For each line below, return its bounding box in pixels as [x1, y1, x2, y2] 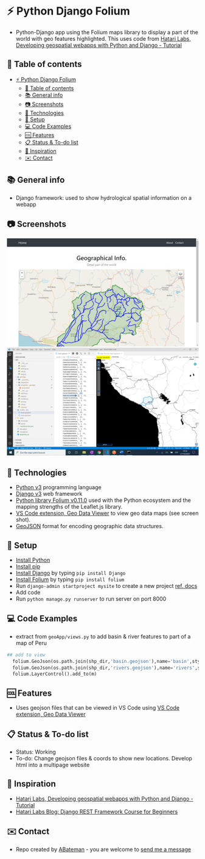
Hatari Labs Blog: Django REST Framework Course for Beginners [15, 808, 178, 815]
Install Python [15, 556, 50, 564]
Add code [15, 589, 41, 596]
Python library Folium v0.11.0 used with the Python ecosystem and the [15, 497, 191, 504]
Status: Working [15, 748, 57, 755]
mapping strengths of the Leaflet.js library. [15, 503, 123, 511]
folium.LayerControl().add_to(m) [12, 671, 97, 677]
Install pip [15, 563, 40, 570]
